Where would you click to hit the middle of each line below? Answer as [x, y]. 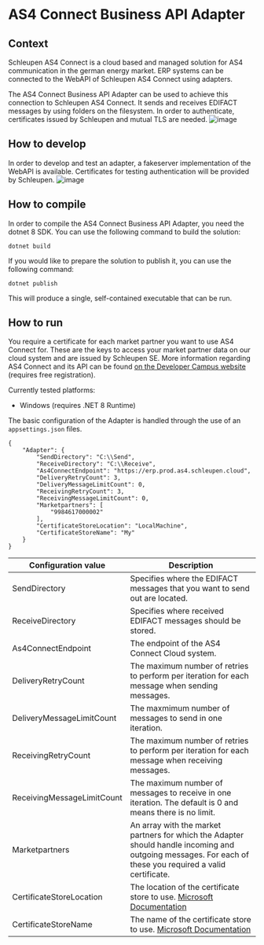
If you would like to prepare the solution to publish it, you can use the [120, 260]
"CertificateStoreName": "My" [86, 533]
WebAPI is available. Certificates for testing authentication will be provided [129, 171]
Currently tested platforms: [52, 390]
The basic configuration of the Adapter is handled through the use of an [125, 421]
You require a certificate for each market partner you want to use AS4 [121, 342]
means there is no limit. [173, 813]
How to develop [47, 144]
